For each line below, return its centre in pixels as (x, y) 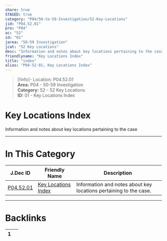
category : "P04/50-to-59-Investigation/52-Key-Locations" (66, 19)
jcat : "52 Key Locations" (32, 47)
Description (118, 173)
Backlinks (26, 218)
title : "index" (21, 61)
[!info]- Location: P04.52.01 (45, 80)
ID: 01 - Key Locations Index (46, 96)
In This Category (40, 154)
